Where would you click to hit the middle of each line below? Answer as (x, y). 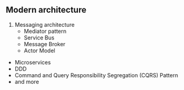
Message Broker (44, 44)
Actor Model (40, 50)
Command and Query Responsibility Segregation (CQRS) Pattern (96, 75)
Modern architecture (46, 10)
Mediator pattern (45, 31)
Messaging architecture (44, 24)
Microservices (33, 62)
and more (27, 81)
